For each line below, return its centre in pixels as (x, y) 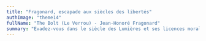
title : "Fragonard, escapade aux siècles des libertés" (79, 12)
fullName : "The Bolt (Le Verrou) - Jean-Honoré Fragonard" (83, 23)
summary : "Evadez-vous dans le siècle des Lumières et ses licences (96, 29)
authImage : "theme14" (34, 17)
